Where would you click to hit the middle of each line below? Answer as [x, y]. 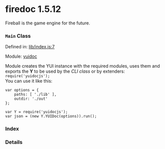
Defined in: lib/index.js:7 [30, 47]
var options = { [22, 90]
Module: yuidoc [21, 56]
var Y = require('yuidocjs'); [37, 112]
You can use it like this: [29, 81]
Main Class [18, 36]
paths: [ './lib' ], [35, 95]
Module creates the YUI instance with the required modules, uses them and [83, 66]
